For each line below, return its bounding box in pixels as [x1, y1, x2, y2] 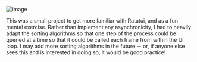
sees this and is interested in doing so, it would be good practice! [6, 49, 166, 56]
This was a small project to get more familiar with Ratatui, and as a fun [6, 17, 179, 24]
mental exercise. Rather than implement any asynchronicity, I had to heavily [6, 24, 192, 30]
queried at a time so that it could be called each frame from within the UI [6, 36, 184, 43]
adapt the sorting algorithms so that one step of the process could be [6, 30, 177, 37]
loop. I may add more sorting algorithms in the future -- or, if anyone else [6, 42, 185, 49]
